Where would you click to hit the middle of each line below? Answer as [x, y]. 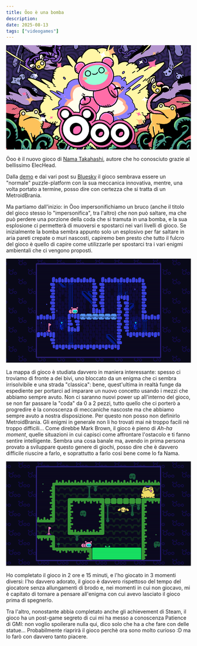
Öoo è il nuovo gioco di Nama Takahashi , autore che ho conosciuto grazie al [98, 159]
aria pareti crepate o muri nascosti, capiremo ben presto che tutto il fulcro [95, 237]
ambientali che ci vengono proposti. [49, 250]
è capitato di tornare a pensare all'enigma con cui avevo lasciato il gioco [93, 594]
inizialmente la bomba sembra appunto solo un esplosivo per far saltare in [95, 232]
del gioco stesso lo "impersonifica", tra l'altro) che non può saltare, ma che [96, 213]
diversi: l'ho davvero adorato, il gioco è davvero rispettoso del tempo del [94, 581]
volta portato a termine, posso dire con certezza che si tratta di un [86, 189]
